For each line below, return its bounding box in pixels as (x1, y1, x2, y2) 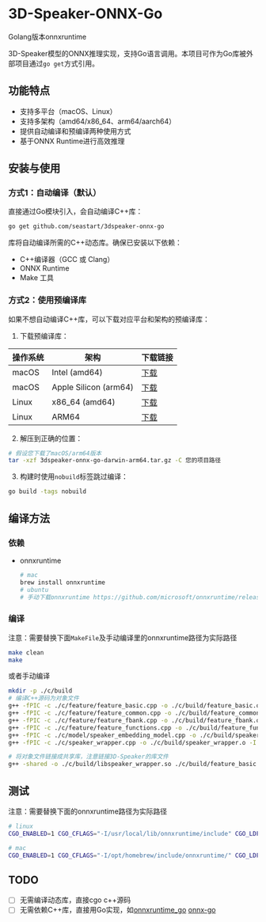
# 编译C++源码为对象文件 (8, 694, 79, 703)
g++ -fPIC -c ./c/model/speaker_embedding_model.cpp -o (8, 731, 196, 739)
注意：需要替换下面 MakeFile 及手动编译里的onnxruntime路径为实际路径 (8, 632, 237, 642)
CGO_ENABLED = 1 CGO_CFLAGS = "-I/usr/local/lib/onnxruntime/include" (8, 829, 232, 837)
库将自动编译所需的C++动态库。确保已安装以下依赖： (8, 238, 182, 248)
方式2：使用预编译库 (8, 294, 87, 305)
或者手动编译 (8, 671, 50, 681)
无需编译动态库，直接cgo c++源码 (19, 895, 131, 905)
